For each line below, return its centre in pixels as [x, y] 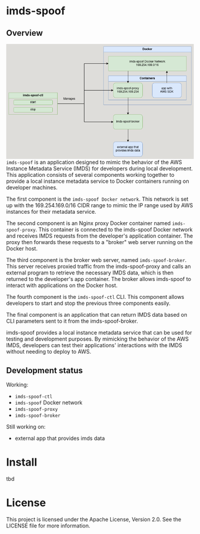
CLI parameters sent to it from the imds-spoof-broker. [72, 321]
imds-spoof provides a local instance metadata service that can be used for [99, 333]
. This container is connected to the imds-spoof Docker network [114, 230]
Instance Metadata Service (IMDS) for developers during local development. [100, 168]
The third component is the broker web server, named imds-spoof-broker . [96, 260]
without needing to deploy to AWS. [49, 352]
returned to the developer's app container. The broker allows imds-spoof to [99, 279]
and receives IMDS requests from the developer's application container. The [100, 236]
